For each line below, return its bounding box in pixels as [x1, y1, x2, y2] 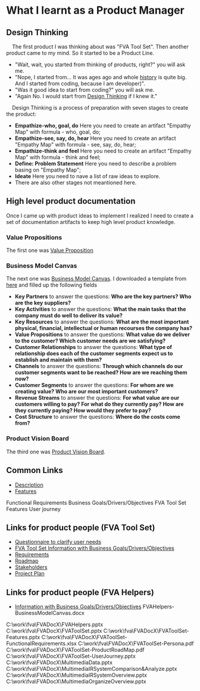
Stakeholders [14, 564, 48, 571]
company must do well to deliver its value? [14, 312, 123, 319]
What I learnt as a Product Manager [6, 4, 185, 17]
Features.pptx [6, 634, 40, 641]
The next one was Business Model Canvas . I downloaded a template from [6, 275, 187, 282]
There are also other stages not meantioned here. [14, 179, 137, 186]
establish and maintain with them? [14, 356, 102, 363]
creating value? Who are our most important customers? [14, 388, 158, 395]
